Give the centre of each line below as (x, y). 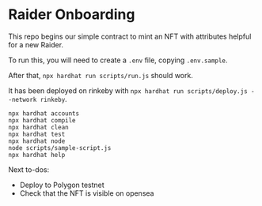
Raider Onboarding (72, 15)
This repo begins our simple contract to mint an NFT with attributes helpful (130, 36)
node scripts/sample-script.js (60, 148)
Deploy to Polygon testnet (62, 185)
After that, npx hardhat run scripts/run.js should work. (101, 75)
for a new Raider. (36, 44)
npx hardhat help (37, 155)
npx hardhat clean (38, 127)
